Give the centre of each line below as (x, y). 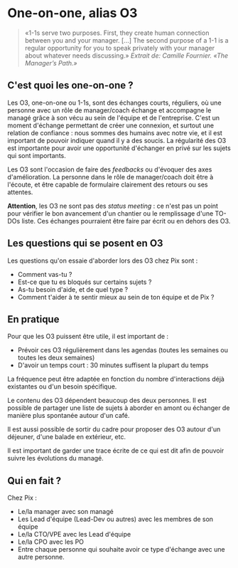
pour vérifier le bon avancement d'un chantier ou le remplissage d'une (110, 213)
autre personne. (41, 557)
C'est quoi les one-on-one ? (70, 86)
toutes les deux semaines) (56, 358)
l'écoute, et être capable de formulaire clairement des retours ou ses (108, 184)
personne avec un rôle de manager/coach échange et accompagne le (109, 110)
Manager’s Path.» (51, 63)
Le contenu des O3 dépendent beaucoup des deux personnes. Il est (107, 401)
